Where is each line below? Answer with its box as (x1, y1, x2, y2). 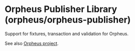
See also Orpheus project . (5, 40, 59, 46)
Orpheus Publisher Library (5, 3, 117, 15)
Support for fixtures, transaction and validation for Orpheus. (5, 30, 129, 36)
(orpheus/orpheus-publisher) (5, 14, 131, 25)
